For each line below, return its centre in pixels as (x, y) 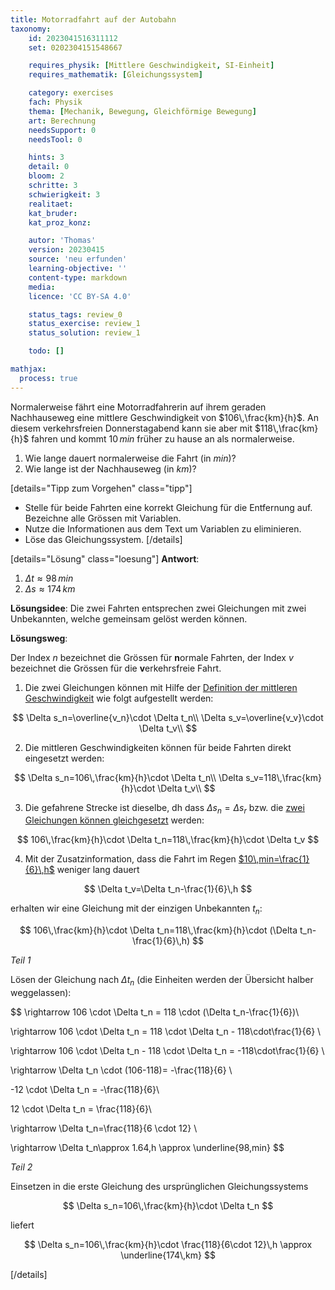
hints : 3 (46, 157)
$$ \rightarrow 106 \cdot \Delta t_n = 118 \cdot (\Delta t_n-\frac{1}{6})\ (155, 1012)
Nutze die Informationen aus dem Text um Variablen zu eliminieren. (163, 528)
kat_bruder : (53, 213)
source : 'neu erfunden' (78, 259)
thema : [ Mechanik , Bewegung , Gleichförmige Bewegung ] (142, 111)
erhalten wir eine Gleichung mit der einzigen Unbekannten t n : (136, 909)
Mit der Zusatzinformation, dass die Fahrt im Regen (130, 859)
